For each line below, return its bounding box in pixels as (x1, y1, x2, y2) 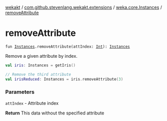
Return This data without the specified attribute (5, 110, 105, 116)
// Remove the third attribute (5, 72, 71, 77)
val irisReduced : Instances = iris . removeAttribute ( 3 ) (5, 76, 123, 82)
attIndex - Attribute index (5, 100, 59, 106)
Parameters (5, 89, 34, 96)
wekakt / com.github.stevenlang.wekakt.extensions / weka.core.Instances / (5, 5, 162, 10)
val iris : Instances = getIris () (5, 63, 76, 68)
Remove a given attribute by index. (5, 53, 77, 59)
